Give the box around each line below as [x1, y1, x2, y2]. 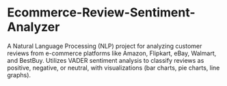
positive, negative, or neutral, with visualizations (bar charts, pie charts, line [7, 63, 220, 72]
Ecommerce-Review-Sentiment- [7, 5, 196, 20]
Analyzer [7, 19, 60, 35]
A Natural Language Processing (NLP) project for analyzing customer [7, 42, 202, 50]
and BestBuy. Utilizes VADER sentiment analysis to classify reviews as [7, 56, 204, 64]
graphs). [7, 70, 31, 79]
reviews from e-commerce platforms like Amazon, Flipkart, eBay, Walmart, [7, 49, 217, 57]
